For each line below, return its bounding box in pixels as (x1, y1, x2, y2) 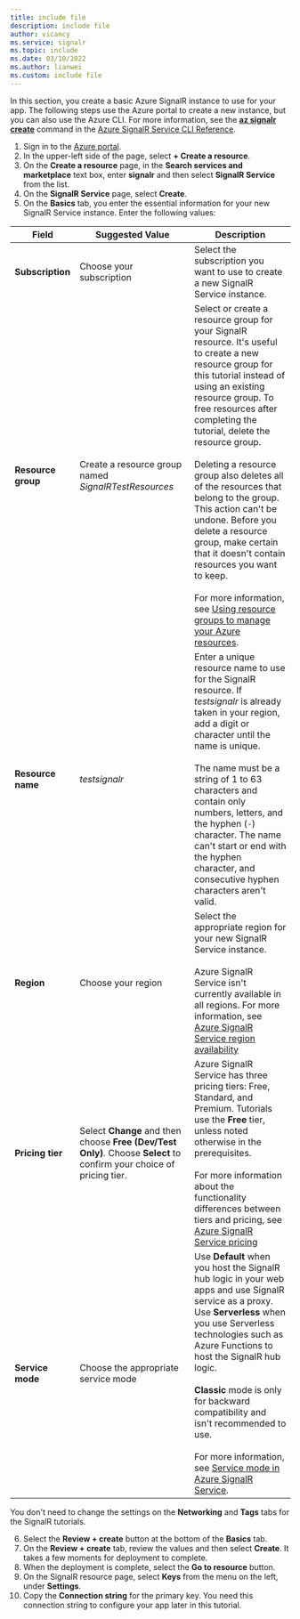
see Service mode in (193, 1461, 280, 1474)
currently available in (193, 987, 281, 1000)
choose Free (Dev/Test (79, 1136, 177, 1148)
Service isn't (193, 976, 247, 989)
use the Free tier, (193, 1113, 266, 1126)
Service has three (193, 1069, 268, 1081)
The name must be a (193, 762, 280, 774)
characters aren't (193, 884, 266, 896)
